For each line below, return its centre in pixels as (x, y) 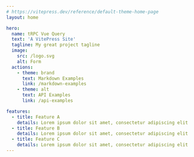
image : (20, 51)
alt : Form (29, 61)
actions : (22, 67)
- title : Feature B (36, 128)
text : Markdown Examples (53, 78)
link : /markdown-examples (54, 84)
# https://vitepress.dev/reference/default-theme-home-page (83, 12)
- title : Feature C (36, 139)
